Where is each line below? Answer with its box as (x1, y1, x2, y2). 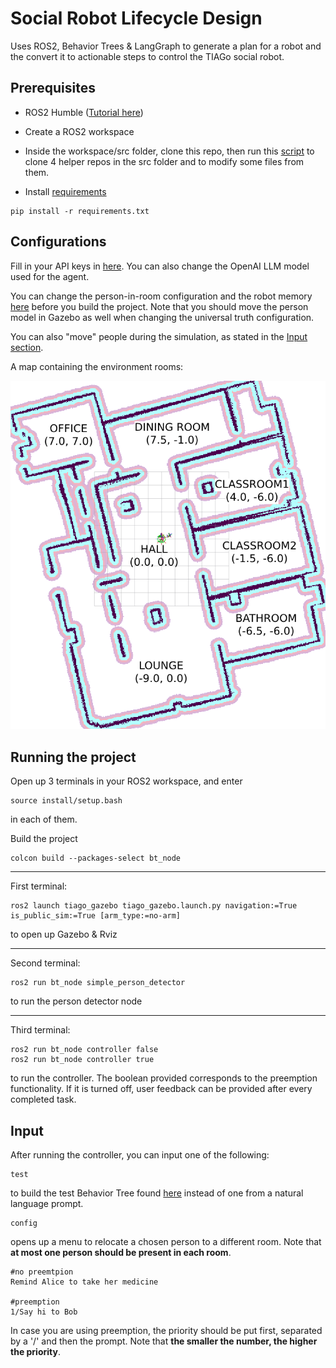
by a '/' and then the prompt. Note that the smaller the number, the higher (10, 1335, 318, 1347)
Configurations (10, 233, 107, 251)
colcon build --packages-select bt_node (10, 853, 182, 864)
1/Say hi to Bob (10, 1307, 78, 1317)
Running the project (10, 748, 137, 766)
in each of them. (10, 813, 78, 826)
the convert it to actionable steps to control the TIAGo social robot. (10, 50, 285, 62)
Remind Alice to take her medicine (10, 1277, 159, 1287)
